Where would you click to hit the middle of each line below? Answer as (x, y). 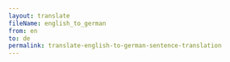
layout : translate (39, 16)
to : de (19, 38)
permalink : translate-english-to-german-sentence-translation (115, 46)
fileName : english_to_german (57, 23)
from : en (23, 31)
